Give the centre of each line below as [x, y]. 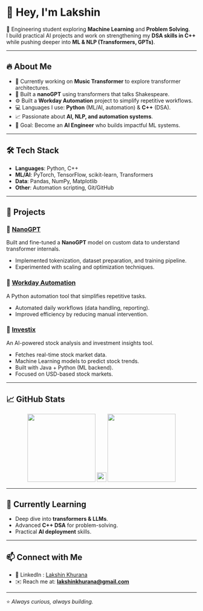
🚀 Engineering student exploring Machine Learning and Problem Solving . [98, 29]
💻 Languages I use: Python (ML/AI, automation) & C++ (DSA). [93, 107]
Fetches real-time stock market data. [61, 355]
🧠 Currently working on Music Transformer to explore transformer [98, 81]
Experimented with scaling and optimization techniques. [85, 267]
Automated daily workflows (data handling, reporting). [82, 307]
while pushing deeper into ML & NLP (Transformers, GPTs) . [81, 42]
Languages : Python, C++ [47, 168]
